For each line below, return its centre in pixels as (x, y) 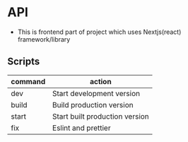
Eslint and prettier (81, 128)
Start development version (96, 93)
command (28, 81)
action (100, 81)
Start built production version (101, 116)
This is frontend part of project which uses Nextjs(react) (99, 32)
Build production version (93, 105)
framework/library (44, 39)
